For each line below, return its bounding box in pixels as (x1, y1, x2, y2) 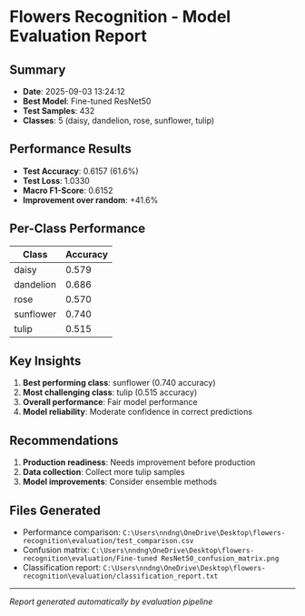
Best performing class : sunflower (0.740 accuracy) (22, 378, 216, 389)
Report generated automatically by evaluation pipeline (9, 596, 213, 607)
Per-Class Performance (9, 221, 146, 237)
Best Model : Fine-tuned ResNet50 (22, 96, 152, 106)
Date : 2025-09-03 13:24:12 (22, 86, 125, 96)
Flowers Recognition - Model (9, 6, 231, 27)
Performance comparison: (22, 527, 121, 538)
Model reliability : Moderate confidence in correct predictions (22, 407, 252, 418)
